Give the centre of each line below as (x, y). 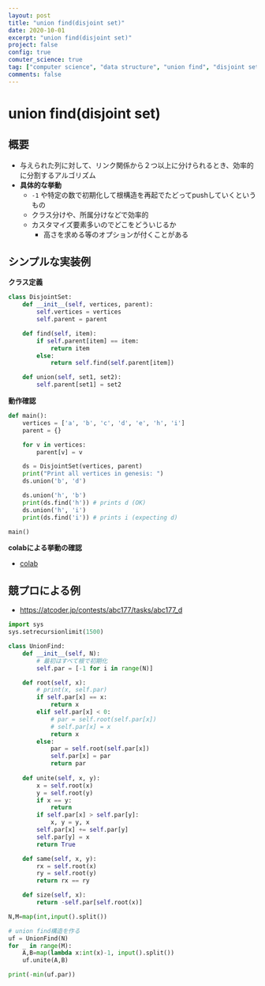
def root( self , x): (54, 683)
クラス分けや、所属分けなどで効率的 (90, 214)
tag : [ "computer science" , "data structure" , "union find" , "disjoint (127, 67)
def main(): (28, 416)
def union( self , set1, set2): (72, 377)
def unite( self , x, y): (62, 778)
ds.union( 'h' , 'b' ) (54, 495)
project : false (33, 45)
